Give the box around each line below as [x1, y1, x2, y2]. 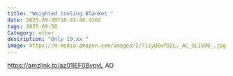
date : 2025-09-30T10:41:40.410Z [7, 17, 101, 23]
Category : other [7, 29, 54, 37]
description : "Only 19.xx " [7, 36, 89, 43]
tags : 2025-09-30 [7, 23, 58, 30]
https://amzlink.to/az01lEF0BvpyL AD [7, 61, 114, 69]
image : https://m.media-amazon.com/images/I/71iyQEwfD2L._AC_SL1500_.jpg [7, 42, 227, 49]
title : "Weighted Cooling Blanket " [7, 10, 114, 17]
